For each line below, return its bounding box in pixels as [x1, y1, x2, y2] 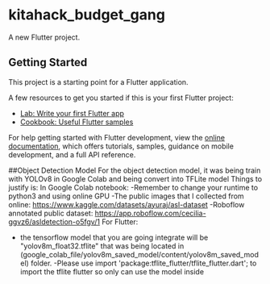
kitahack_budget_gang [8, 6, 165, 24]
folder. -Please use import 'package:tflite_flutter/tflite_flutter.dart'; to [31, 258, 257, 268]
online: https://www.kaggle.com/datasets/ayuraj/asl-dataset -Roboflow [8, 199, 245, 209]
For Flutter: [102, 216, 139, 227]
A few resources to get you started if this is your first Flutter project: [8, 93, 234, 102]
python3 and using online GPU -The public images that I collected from [8, 191, 244, 201]
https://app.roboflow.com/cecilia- [94, 208, 207, 218]
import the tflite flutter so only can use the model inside [19, 266, 204, 276]
